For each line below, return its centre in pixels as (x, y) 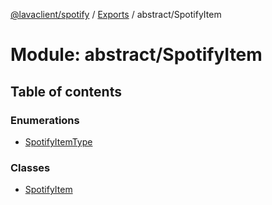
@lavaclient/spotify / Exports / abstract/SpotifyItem (116, 14)
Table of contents (66, 91)
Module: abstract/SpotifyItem (136, 55)
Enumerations (45, 120)
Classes (30, 167)
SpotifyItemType (58, 141)
